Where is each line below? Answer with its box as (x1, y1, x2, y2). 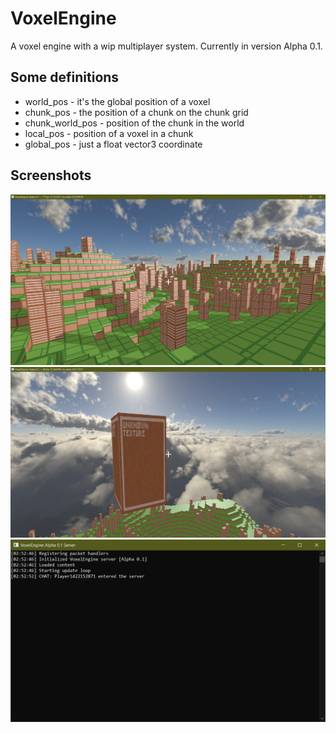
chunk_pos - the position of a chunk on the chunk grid (24, 106, 249, 118)
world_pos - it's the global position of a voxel (24, 95, 211, 107)
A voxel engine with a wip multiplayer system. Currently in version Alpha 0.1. (10, 40, 323, 52)
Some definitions (10, 69, 120, 86)
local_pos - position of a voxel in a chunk (24, 127, 194, 139)
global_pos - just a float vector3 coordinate (24, 138, 203, 150)
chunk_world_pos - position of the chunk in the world (24, 117, 245, 129)
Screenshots (10, 167, 92, 184)
